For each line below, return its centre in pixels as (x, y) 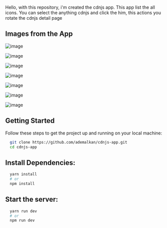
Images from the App (39, 34)
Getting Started (30, 121)
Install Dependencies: (40, 163)
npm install (22, 184)
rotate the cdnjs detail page (34, 18)
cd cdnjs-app (23, 147)
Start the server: (32, 199)
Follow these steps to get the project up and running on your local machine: (84, 133)
